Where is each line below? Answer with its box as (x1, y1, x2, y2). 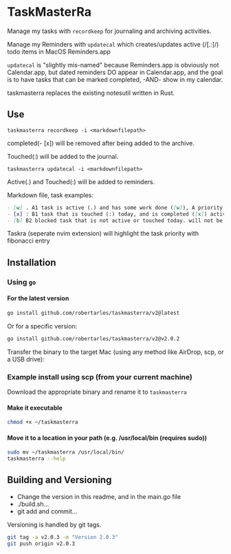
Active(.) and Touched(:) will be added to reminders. (7, 177, 155, 186)
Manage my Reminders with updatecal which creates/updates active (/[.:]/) (7, 40, 219, 48)
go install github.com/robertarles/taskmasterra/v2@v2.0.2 (7, 335, 180, 342)
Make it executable (7, 403, 63, 412)
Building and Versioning (7, 474, 112, 486)
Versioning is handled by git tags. (7, 520, 102, 529)
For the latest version (7, 294, 69, 302)
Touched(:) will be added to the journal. (7, 152, 119, 160)
